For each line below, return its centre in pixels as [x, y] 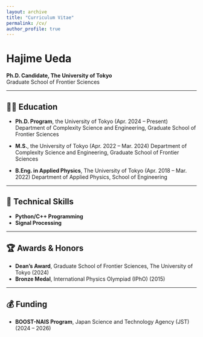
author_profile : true [34, 29]
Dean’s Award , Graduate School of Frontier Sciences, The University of [104, 266]
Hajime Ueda [39, 59]
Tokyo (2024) [32, 272]
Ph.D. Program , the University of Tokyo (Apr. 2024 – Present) [91, 121]
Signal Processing [38, 222]
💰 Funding [27, 305]
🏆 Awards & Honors [45, 248]
